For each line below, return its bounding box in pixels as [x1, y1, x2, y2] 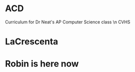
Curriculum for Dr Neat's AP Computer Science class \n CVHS [5, 19, 131, 25]
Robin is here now [5, 58, 79, 70]
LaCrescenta [5, 36, 59, 47]
